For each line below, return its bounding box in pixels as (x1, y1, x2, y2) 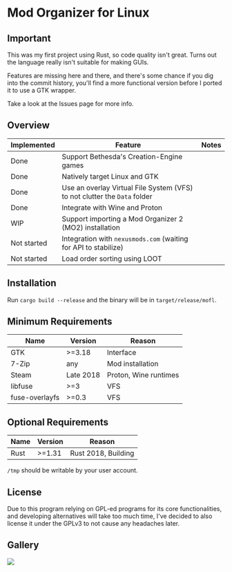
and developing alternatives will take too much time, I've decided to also (7, 512, 213, 520)
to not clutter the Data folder (61, 192, 153, 201)
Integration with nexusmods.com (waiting (61, 234, 188, 243)
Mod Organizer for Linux (7, 5, 150, 21)
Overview (7, 120, 50, 131)
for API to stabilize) (61, 242, 124, 252)
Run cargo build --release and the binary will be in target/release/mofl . (7, 295, 217, 304)
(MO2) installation (61, 223, 121, 232)
